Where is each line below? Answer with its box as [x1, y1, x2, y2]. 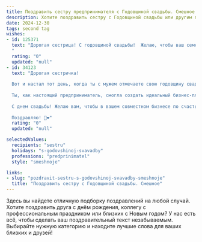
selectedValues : [6, 137, 47, 143]
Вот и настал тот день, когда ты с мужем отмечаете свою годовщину [11, 81, 185, 87]
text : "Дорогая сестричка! [11, 70, 79, 76]
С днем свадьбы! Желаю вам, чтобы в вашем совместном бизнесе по [11, 103, 179, 110]
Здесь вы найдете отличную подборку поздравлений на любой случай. [6, 197, 191, 204]
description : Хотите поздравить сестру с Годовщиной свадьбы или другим [6, 14, 192, 20]
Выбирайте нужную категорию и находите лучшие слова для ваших [6, 223, 182, 229]
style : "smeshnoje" [11, 159, 61, 165]
